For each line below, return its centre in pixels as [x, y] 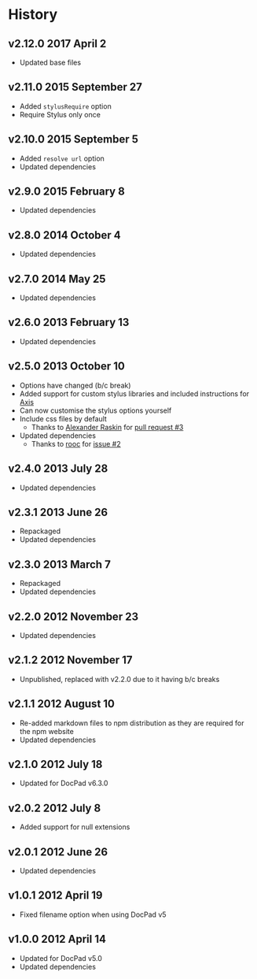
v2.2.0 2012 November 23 [73, 616]
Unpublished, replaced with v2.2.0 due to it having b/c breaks [119, 679]
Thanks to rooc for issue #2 [76, 443]
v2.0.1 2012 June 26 [58, 852]
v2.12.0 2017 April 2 [57, 44]
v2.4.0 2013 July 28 [58, 469]
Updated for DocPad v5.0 [61, 958]
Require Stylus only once [60, 114]
